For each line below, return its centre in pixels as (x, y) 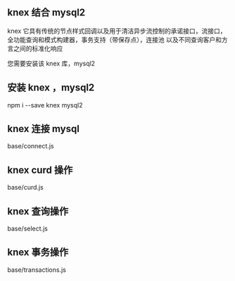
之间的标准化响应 (38, 48)
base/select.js (27, 229)
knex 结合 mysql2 (46, 13)
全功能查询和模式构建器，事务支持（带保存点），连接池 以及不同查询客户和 (114, 39)
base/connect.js (31, 146)
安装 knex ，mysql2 (51, 87)
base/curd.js (25, 188)
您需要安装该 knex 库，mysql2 (51, 63)
